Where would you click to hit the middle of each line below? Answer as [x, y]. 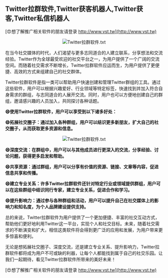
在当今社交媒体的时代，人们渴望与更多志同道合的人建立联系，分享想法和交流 [84, 53]
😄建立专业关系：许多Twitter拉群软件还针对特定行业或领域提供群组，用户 [81, 183]
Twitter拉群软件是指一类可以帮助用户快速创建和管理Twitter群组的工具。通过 [83, 82]
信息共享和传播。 [23, 173]
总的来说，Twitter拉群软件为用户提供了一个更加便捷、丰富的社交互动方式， [82, 217]
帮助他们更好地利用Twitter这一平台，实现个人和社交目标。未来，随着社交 [80, 223]
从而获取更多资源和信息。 [49, 128]
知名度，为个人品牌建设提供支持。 [53, 206]
